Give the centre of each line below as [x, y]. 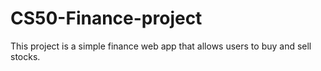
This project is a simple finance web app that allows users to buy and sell [161, 46]
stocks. [25, 56]
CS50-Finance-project [106, 18]
